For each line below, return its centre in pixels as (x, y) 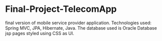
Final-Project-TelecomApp (61, 9)
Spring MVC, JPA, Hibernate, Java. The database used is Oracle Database (81, 28)
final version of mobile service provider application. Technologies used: (78, 23)
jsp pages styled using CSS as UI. (40, 33)
